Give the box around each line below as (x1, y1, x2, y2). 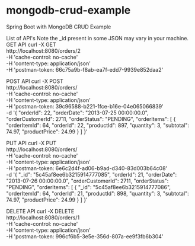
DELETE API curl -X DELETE (6, 207, 75, 215)
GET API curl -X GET (6, 41, 56, 48)
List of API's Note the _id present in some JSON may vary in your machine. (6, 34, 188, 41)
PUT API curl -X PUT (6, 139, 57, 146)
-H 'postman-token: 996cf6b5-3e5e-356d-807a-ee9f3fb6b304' (6, 232, 164, 240)
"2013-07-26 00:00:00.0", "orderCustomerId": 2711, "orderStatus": (6, 177, 169, 184)
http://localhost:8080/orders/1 (6, 214, 80, 221)
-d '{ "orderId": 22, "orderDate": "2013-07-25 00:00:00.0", (6, 109, 149, 116)
